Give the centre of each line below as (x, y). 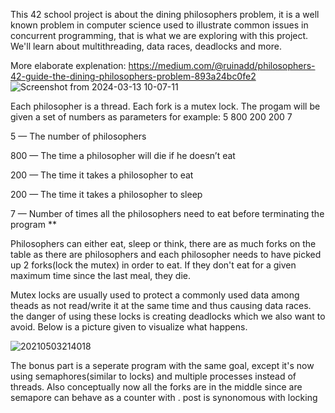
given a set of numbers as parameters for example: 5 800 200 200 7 (151, 117)
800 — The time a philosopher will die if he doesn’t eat (123, 155)
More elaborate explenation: (68, 65)
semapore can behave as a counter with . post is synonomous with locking (164, 397)
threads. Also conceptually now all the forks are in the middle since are (156, 387)
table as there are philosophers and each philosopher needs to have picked (166, 254)
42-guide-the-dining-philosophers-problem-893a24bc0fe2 (133, 76)
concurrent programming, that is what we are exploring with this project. (159, 35)
